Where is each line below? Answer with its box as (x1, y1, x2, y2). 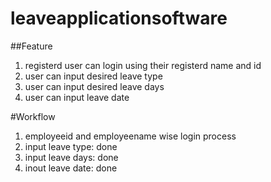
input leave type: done (24, 140, 118, 152)
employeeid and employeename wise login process (24, 130, 237, 142)
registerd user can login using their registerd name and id (24, 59, 262, 71)
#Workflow (10, 110, 56, 122)
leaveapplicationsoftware (10, 7, 228, 30)
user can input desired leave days (24, 80, 165, 92)
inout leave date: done (24, 162, 118, 174)
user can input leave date (24, 91, 130, 103)
